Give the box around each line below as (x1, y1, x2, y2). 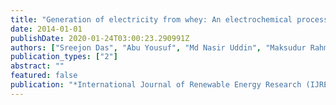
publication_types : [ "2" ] (10, 52, 118, 62)
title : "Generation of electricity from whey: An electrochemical (10, 14, 293, 25)
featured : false (10, 71, 78, 81)
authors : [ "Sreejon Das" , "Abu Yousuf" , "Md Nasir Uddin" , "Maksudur (10, 42, 307, 53)
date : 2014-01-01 (10, 24, 83, 34)
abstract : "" (10, 61, 65, 71)
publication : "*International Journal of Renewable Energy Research (10, 80, 302, 90)
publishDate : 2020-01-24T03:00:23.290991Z (10, 33, 190, 43)
